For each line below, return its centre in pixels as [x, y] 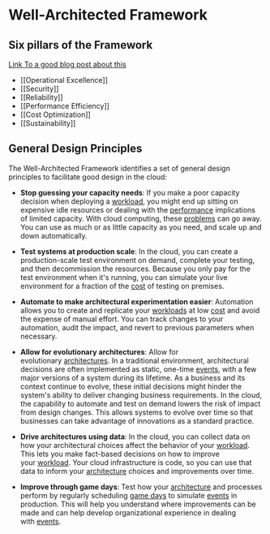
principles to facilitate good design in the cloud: [88, 177]
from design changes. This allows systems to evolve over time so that [137, 412]
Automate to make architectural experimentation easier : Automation [137, 301]
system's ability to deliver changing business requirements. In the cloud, [141, 394]
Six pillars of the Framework [81, 45]
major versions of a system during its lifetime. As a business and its [133, 377]
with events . [41, 521]
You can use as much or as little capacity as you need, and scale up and [141, 227]
